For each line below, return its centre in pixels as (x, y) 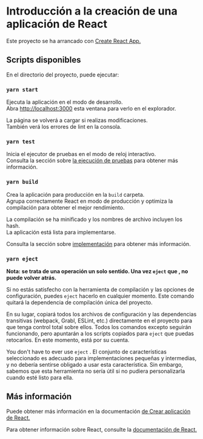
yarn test (21, 141)
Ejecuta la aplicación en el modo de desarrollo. (65, 102)
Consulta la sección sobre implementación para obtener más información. (98, 243)
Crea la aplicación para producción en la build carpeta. (75, 194)
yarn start (22, 90)
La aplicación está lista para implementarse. (61, 232)
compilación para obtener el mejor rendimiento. (66, 207)
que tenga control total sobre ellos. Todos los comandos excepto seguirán (99, 327)
